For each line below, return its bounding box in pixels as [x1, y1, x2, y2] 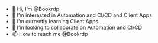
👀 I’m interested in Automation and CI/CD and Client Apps [11, 12, 153, 19]
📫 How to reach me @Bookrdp [11, 31, 88, 37]
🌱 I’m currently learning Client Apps [11, 18, 99, 24]
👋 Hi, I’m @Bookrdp [11, 6, 60, 12]
